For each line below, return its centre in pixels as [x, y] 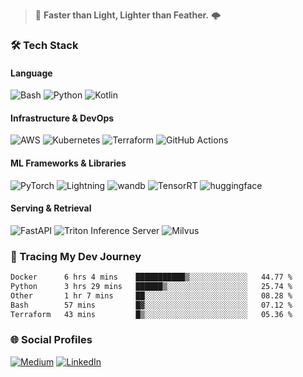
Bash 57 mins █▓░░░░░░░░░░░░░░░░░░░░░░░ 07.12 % [151, 305]
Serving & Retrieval [51, 208]
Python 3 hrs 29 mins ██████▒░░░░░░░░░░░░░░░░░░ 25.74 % [151, 286]
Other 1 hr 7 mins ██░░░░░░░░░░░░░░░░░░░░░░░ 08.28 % [151, 295]
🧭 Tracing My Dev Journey [76, 256]
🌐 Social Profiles [51, 340]
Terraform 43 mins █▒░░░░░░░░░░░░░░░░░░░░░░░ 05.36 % [151, 314]
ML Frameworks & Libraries [68, 163]
